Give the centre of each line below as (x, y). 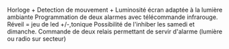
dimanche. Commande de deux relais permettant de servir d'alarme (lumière (115, 31)
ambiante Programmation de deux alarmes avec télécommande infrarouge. (113, 17)
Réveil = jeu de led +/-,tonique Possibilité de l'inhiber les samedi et (101, 24)
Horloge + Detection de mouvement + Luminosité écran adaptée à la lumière (115, 10)
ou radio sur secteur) (37, 39)
